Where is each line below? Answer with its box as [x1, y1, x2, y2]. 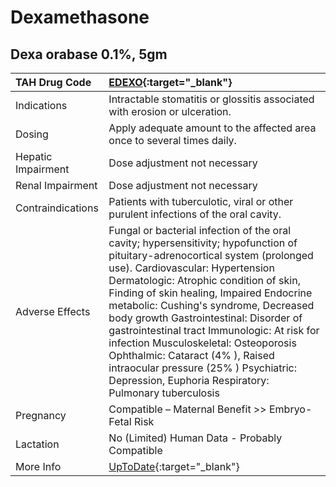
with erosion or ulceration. [108, 105, 232, 118]
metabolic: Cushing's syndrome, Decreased [108, 299, 315, 312]
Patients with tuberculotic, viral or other [108, 195, 294, 208]
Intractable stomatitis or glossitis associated [108, 92, 315, 106]
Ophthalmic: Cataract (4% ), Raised [108, 349, 275, 362]
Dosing [15, 127, 49, 141]
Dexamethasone [10, 6, 150, 29]
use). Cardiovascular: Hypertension [108, 261, 275, 275]
